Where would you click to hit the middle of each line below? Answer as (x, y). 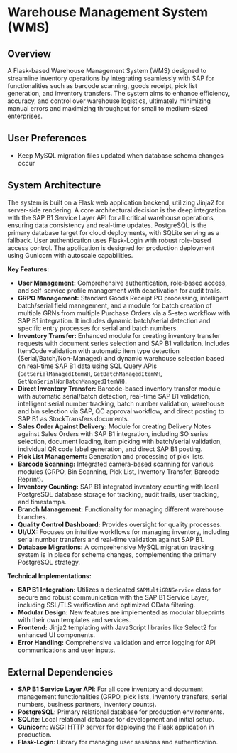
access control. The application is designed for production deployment (111, 248)
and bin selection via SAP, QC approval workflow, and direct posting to (121, 411)
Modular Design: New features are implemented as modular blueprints (121, 612)
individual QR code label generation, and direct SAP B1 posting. (110, 449)
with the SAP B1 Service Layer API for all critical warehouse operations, (111, 217)
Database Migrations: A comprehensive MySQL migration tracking (116, 547)
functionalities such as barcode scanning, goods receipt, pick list (102, 86)
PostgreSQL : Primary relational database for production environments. (121, 712)
